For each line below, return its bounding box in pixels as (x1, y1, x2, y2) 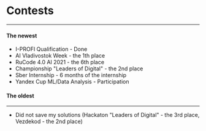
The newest (6, 32, 37, 39)
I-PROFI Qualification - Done (15, 45, 88, 53)
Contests (6, 4, 54, 18)
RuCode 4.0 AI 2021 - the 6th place (15, 59, 105, 66)
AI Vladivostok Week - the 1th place (15, 52, 105, 59)
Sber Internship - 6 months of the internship (15, 72, 127, 79)
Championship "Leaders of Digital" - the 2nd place (15, 65, 143, 72)
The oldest (6, 92, 35, 99)
